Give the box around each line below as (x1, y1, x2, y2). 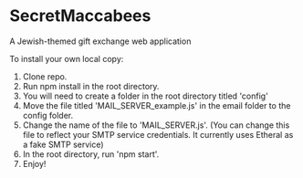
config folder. (22, 110, 74, 120)
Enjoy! (22, 158, 47, 169)
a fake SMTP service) (22, 139, 104, 150)
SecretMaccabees (9, 5, 151, 26)
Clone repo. (22, 70, 68, 82)
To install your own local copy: (9, 53, 124, 64)
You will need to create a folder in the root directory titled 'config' (22, 90, 269, 101)
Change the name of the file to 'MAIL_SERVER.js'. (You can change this (22, 120, 290, 131)
